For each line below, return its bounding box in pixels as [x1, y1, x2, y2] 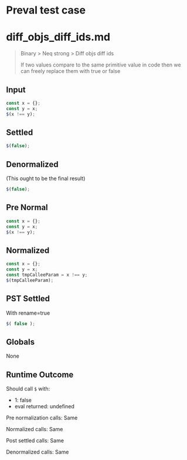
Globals [6, 336, 35, 347]
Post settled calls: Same [6, 437, 64, 444]
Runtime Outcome [6, 369, 74, 379]
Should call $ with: [6, 385, 50, 392]
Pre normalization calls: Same [6, 414, 78, 421]
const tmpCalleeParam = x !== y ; [6, 272, 88, 278]
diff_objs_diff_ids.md [6, 31, 110, 44]
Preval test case [6, 4, 86, 17]
